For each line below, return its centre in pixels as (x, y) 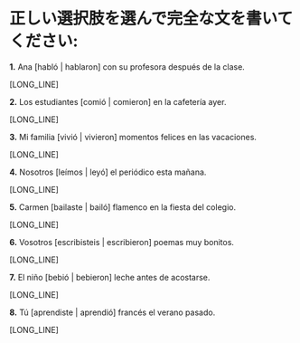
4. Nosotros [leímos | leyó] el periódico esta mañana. (108, 172)
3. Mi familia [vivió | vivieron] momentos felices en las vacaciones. (133, 137)
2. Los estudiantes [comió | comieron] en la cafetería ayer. (118, 101)
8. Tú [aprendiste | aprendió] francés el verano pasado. (112, 312)
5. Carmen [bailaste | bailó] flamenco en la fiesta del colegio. (123, 207)
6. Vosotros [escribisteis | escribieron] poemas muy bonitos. (122, 242)
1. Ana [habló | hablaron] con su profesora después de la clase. (127, 67)
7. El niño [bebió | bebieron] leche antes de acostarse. (110, 277)
